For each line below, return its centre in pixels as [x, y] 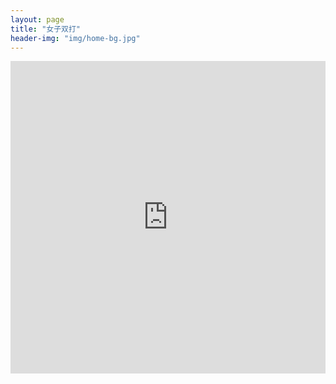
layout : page [37, 19]
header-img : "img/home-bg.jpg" [75, 38]
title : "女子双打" [46, 29]
